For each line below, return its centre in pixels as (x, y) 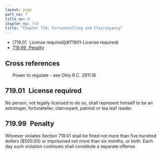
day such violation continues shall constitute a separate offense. (71, 146)
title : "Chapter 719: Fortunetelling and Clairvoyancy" (64, 28)
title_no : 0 (17, 19)
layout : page (19, 10)
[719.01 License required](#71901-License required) (65, 42)
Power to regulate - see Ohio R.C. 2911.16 (54, 75)
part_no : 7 (16, 14)
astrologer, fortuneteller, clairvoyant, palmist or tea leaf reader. (69, 108)
